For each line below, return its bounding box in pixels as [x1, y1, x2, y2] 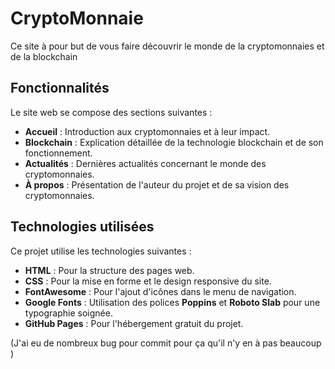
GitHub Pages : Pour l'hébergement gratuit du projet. [24, 317, 244, 329]
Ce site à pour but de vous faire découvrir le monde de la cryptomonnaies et [10, 40, 325, 52]
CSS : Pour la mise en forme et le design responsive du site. [24, 275, 272, 287]
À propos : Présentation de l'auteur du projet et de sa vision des [24, 178, 290, 191]
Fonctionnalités [10, 80, 110, 97]
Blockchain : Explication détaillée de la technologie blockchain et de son [24, 136, 324, 148]
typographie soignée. [24, 307, 113, 319]
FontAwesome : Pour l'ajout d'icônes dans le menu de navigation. [24, 285, 297, 297]
